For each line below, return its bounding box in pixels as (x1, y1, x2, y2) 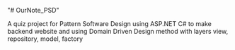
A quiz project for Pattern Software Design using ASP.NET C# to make (7, 20, 212, 27)
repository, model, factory (7, 35, 84, 43)
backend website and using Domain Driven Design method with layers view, (7, 27, 229, 35)
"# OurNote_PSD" (7, 6, 59, 14)
